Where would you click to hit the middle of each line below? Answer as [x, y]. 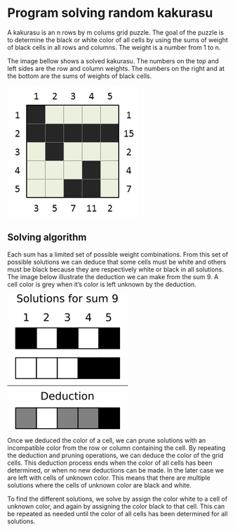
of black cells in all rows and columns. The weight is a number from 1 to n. [114, 47]
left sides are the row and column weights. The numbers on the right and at [116, 68]
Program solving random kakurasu [110, 13]
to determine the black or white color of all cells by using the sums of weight [117, 39]
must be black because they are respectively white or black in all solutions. [116, 269]
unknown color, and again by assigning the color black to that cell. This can [116, 506]
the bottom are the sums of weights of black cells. [80, 76]
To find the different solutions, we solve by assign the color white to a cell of [117, 499]
